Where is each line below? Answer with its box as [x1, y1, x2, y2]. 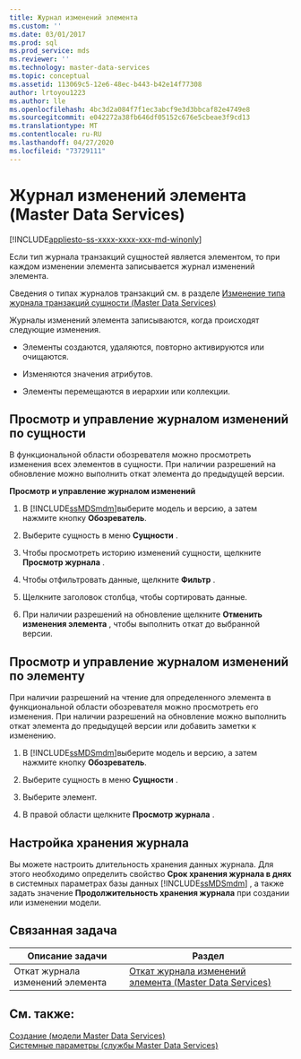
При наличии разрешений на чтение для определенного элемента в [9, 692, 271, 703]
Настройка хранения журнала [9, 835, 190, 850]
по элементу [9, 668, 85, 683]
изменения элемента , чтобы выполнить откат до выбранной [21, 619, 261, 629]
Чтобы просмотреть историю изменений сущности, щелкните [21, 548, 262, 559]
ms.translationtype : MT [9, 122, 99, 131]
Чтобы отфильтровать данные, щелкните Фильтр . [21, 575, 216, 586]
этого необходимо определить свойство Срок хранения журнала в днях [9, 869, 292, 879]
